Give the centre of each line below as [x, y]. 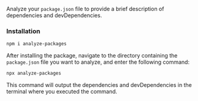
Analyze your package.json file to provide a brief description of [85, 9]
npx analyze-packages [34, 73]
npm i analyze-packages [37, 44]
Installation [24, 31]
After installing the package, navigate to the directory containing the [92, 56]
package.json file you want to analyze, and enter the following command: [98, 62]
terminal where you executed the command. [62, 92]
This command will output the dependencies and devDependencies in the [99, 85]
